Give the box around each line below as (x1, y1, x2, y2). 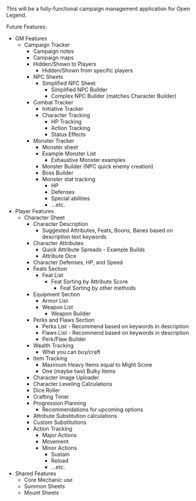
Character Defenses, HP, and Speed (33, 259, 123, 266)
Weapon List (42, 303, 74, 311)
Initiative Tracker (42, 105, 84, 112)
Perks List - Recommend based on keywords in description (42, 323, 189, 330)
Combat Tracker (33, 99, 74, 106)
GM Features (14, 35, 48, 42)
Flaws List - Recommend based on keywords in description (42, 329, 189, 336)
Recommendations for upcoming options (42, 406, 144, 413)
